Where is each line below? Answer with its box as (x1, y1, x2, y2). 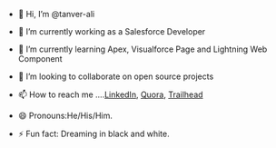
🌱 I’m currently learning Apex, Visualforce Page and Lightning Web (17, 44, 268, 54)
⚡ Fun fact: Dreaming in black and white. (17, 128, 170, 139)
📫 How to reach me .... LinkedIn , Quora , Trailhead (17, 89, 203, 100)
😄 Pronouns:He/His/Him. (17, 110, 113, 121)
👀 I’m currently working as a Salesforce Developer (17, 26, 206, 36)
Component (17, 54, 63, 64)
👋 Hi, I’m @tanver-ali (17, 9, 95, 19)
